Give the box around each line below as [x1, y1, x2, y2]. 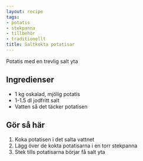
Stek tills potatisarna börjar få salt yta [14, 148, 105, 155]
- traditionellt [6, 36, 46, 42]
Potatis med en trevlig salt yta [6, 57, 78, 65]
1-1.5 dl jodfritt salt [14, 97, 60, 104]
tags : [6, 14, 19, 20]
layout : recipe [6, 8, 44, 15]
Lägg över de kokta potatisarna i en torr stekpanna [14, 142, 138, 149]
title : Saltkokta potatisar [6, 42, 75, 48]
